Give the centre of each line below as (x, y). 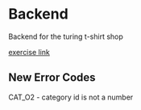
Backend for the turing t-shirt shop (66, 36)
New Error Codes (52, 78)
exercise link (29, 52)
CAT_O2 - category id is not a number (71, 97)
